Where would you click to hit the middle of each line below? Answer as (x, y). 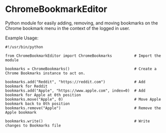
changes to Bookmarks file (33, 126)
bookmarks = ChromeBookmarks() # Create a (81, 69)
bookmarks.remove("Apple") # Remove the (83, 108)
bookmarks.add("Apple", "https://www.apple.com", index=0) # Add (75, 91)
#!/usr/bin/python (24, 47)
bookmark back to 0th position (38, 104)
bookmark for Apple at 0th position (43, 95)
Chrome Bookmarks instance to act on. (45, 73)
